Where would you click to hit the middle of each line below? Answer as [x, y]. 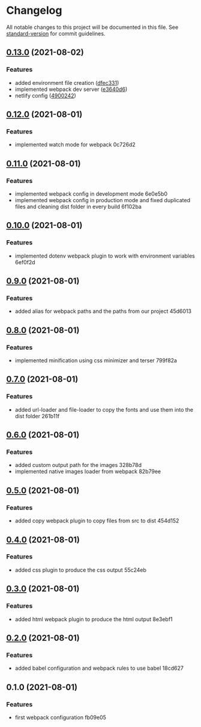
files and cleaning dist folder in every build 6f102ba [78, 206]
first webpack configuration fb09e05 [61, 717]
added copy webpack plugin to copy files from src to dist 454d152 [97, 521]
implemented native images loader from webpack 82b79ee [88, 472]
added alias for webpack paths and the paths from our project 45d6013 [103, 311]
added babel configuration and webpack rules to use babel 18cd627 [99, 668]
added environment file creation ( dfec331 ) [67, 82]
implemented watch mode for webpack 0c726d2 [75, 144]
